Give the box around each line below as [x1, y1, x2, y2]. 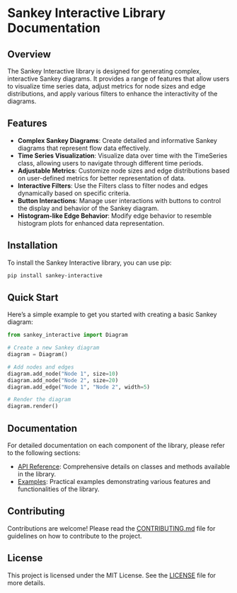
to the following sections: [7, 449, 81, 457]
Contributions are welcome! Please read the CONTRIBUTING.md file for [7, 524, 216, 532]
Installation [7, 239, 58, 252]
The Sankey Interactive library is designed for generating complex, [7, 67, 202, 75]
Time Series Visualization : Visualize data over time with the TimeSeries [17, 151, 228, 160]
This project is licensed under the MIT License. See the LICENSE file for [7, 571, 216, 580]
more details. [7, 578, 46, 587]
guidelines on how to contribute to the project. [7, 531, 143, 540]
